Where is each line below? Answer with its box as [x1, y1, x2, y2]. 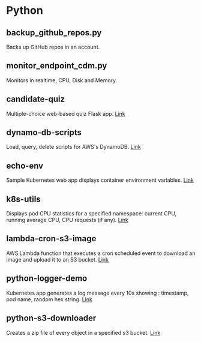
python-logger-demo [6, 274, 88, 284]
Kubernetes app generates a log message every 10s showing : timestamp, [6, 289, 189, 296]
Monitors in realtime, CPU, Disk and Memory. [6, 76, 118, 84]
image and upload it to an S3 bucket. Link [6, 256, 109, 263]
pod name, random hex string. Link [6, 295, 93, 303]
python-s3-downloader [6, 313, 97, 323]
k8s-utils [6, 194, 41, 204]
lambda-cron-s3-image [6, 233, 97, 244]
